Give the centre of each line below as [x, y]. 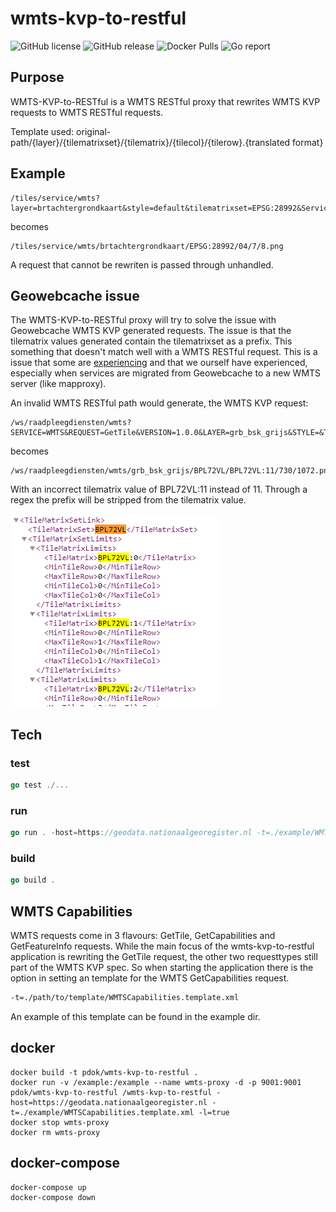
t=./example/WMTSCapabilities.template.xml [102, 1112]
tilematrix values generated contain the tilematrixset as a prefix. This [151, 341]
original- [94, 131]
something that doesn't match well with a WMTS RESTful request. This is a [164, 352]
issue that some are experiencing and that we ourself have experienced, [159, 363]
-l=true [214, 1112]
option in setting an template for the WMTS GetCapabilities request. [150, 978]
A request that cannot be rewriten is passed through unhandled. [142, 264]
